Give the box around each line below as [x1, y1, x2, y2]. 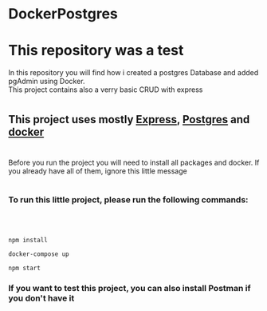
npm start [8, 265, 41, 273]
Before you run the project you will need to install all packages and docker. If [8, 157, 260, 167]
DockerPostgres [8, 5, 118, 23]
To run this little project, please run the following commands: [8, 193, 249, 205]
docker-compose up [8, 250, 69, 258]
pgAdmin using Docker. [8, 77, 85, 86]
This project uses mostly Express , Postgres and [8, 113, 250, 126]
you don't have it [8, 293, 75, 304]
